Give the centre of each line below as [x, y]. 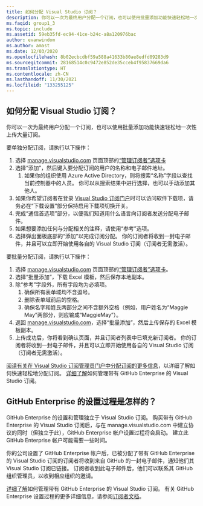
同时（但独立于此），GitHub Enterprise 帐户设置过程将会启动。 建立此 [103, 432]
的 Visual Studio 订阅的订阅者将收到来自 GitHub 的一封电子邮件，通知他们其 [100, 461]
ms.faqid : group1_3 [31, 23]
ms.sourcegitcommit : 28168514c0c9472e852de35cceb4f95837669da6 [88, 62]
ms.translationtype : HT [36, 68]
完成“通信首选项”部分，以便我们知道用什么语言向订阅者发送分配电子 [99, 213]
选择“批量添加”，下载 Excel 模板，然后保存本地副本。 [81, 277]
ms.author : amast [28, 46]
